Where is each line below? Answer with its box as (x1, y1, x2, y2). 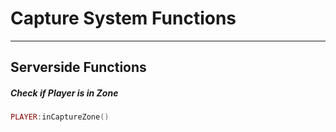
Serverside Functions (10, 59, 147, 76)
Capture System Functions (10, 7, 237, 30)
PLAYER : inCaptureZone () (10, 112, 110, 122)
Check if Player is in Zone (10, 87, 119, 99)
